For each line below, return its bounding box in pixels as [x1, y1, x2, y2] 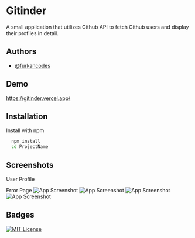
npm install [11, 139, 41, 144]
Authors [6, 47, 37, 57]
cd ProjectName [11, 144, 49, 150]
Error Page [6, 187, 32, 194]
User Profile [6, 175, 35, 182]
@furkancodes [14, 62, 51, 69]
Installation [6, 111, 48, 121]
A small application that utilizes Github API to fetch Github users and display [6, 23, 189, 30]
